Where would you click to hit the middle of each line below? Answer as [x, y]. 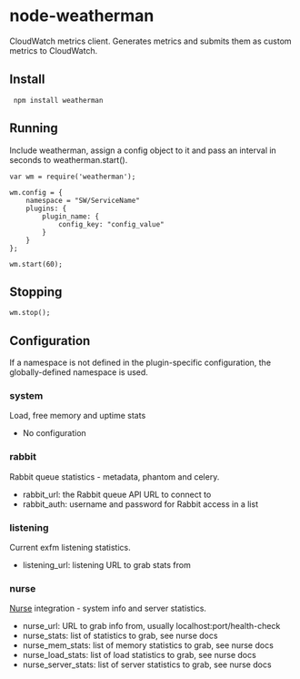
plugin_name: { [71, 216]
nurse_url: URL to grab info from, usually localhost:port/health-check [151, 626]
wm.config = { [36, 192]
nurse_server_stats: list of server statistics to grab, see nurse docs [147, 664]
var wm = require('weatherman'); [73, 177]
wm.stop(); [30, 313]
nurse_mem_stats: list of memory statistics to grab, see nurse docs [148, 645]
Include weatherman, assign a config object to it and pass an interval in [143, 150]
